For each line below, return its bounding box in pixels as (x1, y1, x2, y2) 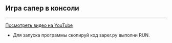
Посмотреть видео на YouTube (5, 22, 73, 28)
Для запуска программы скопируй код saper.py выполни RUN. (12, 32, 150, 38)
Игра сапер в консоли (5, 4, 79, 13)
